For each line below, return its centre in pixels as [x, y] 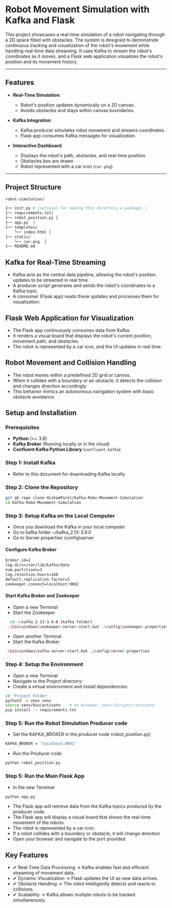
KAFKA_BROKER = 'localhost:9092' [41, 744]
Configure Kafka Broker [31, 550]
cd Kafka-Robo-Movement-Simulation [43, 502]
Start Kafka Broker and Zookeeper [42, 596]
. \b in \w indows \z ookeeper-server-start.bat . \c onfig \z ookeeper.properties [88, 627]
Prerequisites [22, 428]
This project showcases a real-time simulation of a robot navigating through [85, 34]
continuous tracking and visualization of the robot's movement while [78, 45]
